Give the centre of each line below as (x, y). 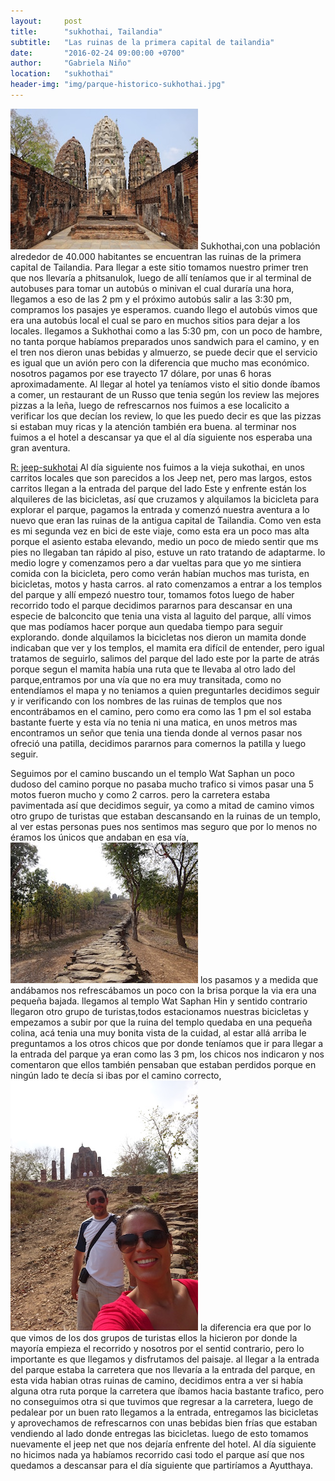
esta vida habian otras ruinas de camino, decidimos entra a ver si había (157, 1380)
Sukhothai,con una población (260, 246)
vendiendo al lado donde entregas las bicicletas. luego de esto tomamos (159, 1433)
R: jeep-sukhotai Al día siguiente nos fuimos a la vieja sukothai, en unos (157, 467)
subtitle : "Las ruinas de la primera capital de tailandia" (142, 42)
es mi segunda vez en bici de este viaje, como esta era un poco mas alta (160, 531)
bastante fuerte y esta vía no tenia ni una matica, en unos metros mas (154, 722)
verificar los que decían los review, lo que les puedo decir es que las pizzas (166, 416)
